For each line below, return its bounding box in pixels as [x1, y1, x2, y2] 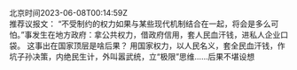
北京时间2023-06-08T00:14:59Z [9, 8, 129, 17]
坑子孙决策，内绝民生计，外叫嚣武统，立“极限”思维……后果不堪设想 [9, 52, 255, 61]
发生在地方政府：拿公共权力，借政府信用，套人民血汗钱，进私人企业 [32, 30, 281, 39]
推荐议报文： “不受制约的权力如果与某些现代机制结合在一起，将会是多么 [9, 18, 272, 29]
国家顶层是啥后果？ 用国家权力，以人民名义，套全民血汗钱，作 [57, 40, 285, 51]
